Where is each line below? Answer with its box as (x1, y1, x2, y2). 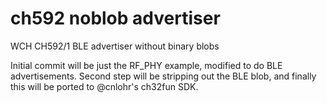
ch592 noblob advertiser (10, 7, 221, 30)
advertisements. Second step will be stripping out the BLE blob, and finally (10, 70, 317, 82)
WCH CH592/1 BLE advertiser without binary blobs (10, 40, 220, 52)
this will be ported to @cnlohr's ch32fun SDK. (10, 80, 199, 92)
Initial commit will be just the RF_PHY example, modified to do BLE (10, 59, 283, 71)
